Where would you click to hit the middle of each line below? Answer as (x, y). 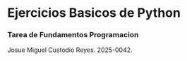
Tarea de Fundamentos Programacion (73, 35)
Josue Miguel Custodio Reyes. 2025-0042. (70, 50)
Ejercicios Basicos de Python (94, 13)
